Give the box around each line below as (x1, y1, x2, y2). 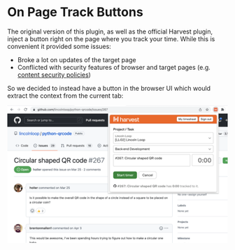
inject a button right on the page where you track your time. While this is (7, 34, 215, 43)
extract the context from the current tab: (7, 91, 124, 100)
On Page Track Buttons (7, 4, 143, 20)
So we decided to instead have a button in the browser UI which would (7, 84, 211, 92)
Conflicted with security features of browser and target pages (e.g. (17, 63, 211, 71)
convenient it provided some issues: (7, 42, 112, 50)
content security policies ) (17, 71, 91, 79)
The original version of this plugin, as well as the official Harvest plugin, (7, 27, 213, 36)
